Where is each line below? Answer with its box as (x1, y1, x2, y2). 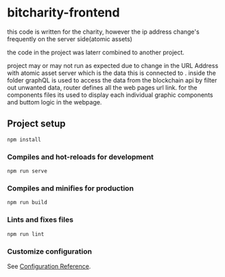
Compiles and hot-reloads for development (7, 152, 154, 162)
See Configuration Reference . (7, 262, 91, 270)
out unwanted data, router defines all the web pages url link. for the (7, 83, 198, 91)
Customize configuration (7, 246, 93, 256)
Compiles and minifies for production (7, 184, 134, 193)
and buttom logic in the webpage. (7, 98, 102, 106)
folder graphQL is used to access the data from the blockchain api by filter (7, 76, 217, 84)
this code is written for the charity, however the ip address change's (7, 27, 200, 36)
